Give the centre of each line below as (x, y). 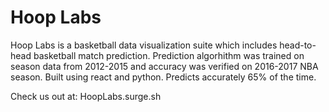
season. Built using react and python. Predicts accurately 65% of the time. (163, 77)
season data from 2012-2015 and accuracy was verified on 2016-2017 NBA (164, 66)
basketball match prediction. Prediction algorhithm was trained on (169, 55)
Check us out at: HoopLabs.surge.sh (86, 96)
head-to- (298, 45)
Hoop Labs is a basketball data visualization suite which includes (144, 45)
